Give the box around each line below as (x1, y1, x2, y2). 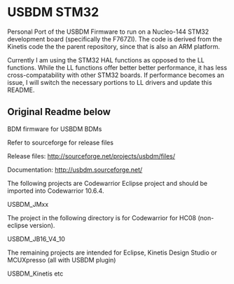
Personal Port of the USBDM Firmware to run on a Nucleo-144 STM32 (7, 27, 209, 36)
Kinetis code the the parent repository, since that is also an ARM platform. (7, 42, 221, 50)
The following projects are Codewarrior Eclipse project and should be (7, 179, 208, 187)
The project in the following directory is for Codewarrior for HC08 (7, 213, 196, 222)
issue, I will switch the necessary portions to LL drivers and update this (7, 78, 212, 86)
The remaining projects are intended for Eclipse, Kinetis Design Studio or (7, 248, 217, 257)
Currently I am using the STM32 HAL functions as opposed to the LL (7, 55, 205, 64)
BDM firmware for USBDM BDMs (7, 124, 102, 133)
